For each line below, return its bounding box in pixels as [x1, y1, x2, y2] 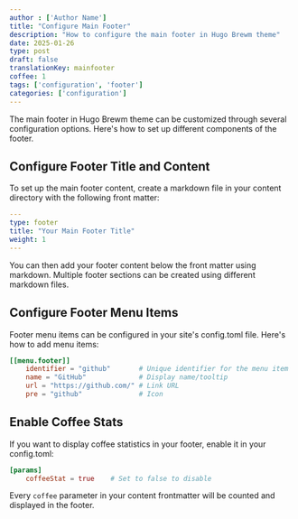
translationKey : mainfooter [9, 64, 116, 73]
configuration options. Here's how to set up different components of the [9, 123, 277, 134]
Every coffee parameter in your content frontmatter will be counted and [9, 490, 275, 501]
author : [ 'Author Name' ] [9, 13, 107, 23]
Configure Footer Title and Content [9, 159, 210, 174]
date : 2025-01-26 [9, 38, 75, 48]
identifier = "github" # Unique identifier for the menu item [25, 365, 289, 374]
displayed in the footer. [9, 500, 95, 511]
